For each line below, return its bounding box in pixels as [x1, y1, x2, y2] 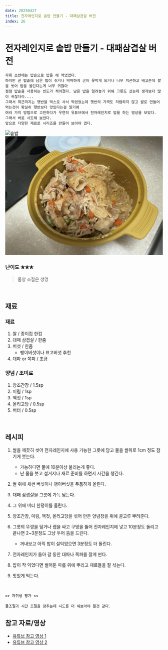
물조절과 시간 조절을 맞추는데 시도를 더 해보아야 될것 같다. [5, 604, 111, 609]
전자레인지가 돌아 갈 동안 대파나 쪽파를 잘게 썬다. [12, 552, 107, 558]
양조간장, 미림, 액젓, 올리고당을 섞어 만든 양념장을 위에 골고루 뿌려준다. [12, 513, 150, 519]
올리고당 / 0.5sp [12, 401, 44, 407]
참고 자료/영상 [5, 618, 46, 627]
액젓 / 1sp [12, 394, 32, 400]
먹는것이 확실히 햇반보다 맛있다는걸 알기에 [5, 105, 79, 110]
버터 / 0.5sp [12, 407, 36, 413]
